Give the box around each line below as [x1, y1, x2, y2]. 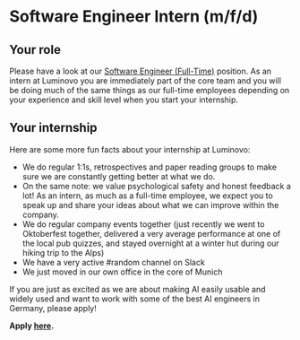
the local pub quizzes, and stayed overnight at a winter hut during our [21, 238, 279, 248]
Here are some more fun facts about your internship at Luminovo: [9, 144, 251, 154]
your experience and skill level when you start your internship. [9, 94, 239, 105]
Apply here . [9, 320, 55, 331]
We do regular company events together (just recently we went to [21, 218, 265, 230]
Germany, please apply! [9, 302, 97, 313]
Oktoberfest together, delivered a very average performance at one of [21, 228, 281, 239]
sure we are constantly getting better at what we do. [21, 170, 216, 181]
